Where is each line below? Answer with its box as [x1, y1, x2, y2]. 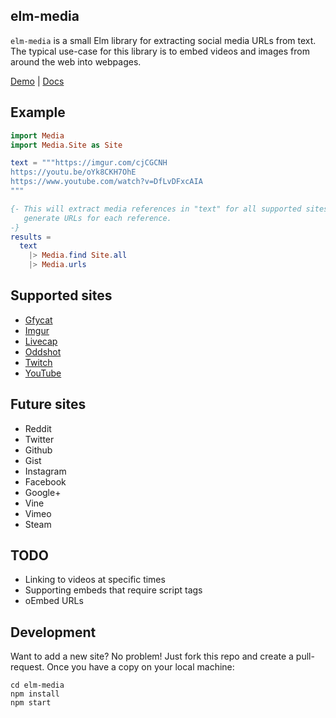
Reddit [24, 422, 52, 434]
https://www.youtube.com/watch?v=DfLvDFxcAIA [10, 177, 203, 187]
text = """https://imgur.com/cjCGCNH [10, 158, 168, 168]
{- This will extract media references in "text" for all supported [10, 204, 302, 214]
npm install [10, 689, 60, 699]
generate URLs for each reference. [23, 213, 172, 223]
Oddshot [24, 345, 62, 358]
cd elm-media [10, 680, 65, 691]
